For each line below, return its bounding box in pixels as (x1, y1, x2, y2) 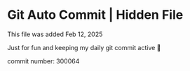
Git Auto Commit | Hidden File (7, 7, 184, 23)
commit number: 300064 (7, 56, 80, 65)
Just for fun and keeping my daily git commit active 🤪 (7, 43, 161, 52)
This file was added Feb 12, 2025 (7, 30, 103, 38)
